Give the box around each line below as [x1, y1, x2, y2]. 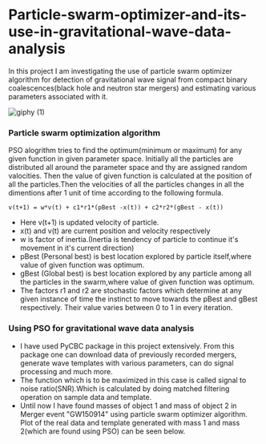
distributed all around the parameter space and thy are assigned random [8, 163, 248, 172]
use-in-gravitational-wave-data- [8, 22, 232, 41]
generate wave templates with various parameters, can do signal [19, 358, 234, 368]
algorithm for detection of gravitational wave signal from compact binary [8, 75, 248, 84]
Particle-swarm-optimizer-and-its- [8, 6, 247, 24]
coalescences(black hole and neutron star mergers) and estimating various [8, 83, 256, 93]
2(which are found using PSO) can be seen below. [19, 426, 186, 436]
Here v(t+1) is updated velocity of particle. [19, 218, 159, 228]
